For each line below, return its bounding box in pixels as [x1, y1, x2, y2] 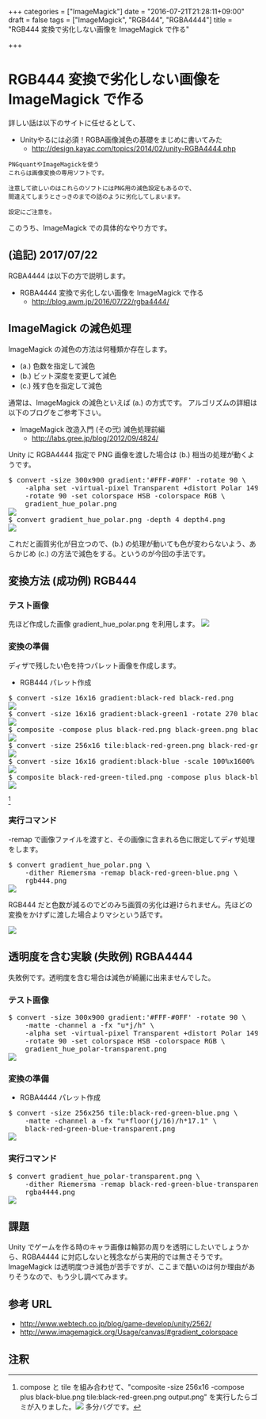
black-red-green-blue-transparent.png [25, 1124, 176, 1134]
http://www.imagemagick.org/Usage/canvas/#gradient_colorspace [19, 1327, 238, 1337]
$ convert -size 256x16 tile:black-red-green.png [8, 741, 205, 750]
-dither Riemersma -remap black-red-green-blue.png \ [25, 868, 238, 877]
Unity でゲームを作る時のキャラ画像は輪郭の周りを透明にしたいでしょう [8, 1242, 242, 1252]
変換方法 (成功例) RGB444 [8, 574, 137, 587]
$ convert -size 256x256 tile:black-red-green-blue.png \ [8, 1108, 238, 1118]
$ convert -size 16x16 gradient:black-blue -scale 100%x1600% [8, 757, 255, 765]
